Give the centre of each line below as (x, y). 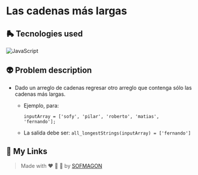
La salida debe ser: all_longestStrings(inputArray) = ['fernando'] (107, 133)
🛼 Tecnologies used (44, 34)
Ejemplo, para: (41, 105)
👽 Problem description (49, 71)
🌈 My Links (27, 151)
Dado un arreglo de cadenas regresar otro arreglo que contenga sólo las (103, 87)
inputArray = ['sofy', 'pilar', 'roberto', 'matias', (91, 116)
